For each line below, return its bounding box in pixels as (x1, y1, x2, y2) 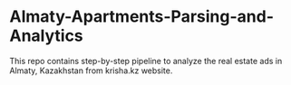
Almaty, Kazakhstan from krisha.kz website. (9, 65, 173, 76)
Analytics (9, 25, 83, 46)
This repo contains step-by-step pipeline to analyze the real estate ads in (9, 55, 283, 66)
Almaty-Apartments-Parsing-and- (9, 6, 275, 27)
